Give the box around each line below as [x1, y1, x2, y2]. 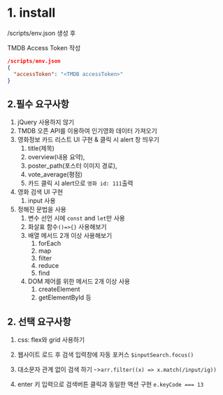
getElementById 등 [38, 293, 92, 301]
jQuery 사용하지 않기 [17, 118, 75, 126]
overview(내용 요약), [27, 153, 85, 161]
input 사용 [27, 197, 56, 205]
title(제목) [27, 144, 55, 153]
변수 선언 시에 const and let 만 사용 [27, 214, 126, 223]
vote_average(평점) [27, 170, 82, 179]
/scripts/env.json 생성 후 [7, 29, 76, 37]
